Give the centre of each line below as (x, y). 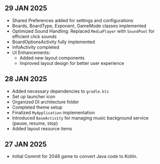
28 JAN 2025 (26, 79)
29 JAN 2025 (26, 8)
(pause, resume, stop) (35, 123)
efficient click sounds (34, 36)
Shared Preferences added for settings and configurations (72, 20)
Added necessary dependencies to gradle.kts (60, 91)
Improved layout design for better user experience (72, 63)
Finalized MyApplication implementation (54, 112)
